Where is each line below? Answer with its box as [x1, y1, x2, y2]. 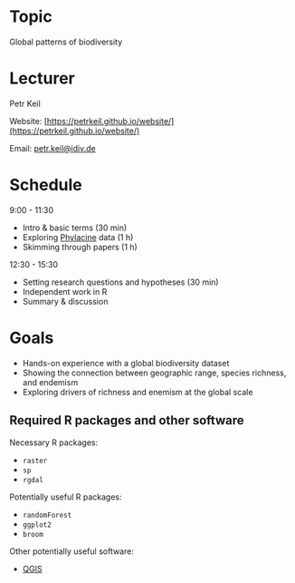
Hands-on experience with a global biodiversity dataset [22, 357, 230, 368]
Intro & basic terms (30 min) [22, 222, 128, 233]
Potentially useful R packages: [9, 491, 122, 502]
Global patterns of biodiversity [9, 36, 123, 47]
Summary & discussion [22, 296, 109, 306]
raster [22, 456, 48, 465]
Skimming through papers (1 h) [22, 241, 138, 252]
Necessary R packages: [9, 437, 99, 448]
